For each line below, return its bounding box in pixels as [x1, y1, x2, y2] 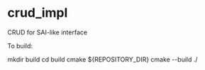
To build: [7, 41, 33, 50]
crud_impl [7, 5, 68, 21]
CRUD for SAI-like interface [7, 28, 87, 36]
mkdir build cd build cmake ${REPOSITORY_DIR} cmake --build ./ [7, 55, 198, 64]
